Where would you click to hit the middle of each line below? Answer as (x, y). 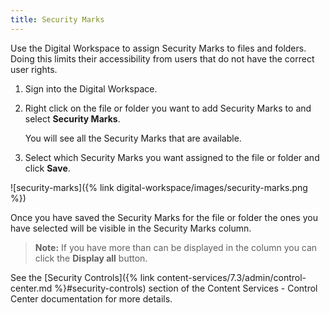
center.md (31, 288)
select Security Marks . (72, 118)
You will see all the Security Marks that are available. (133, 138)
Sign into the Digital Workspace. (91, 88)
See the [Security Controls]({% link (82, 277)
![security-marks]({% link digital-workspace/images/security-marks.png (159, 187)
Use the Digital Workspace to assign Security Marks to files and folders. (158, 48)
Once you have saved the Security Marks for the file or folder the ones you (164, 217)
